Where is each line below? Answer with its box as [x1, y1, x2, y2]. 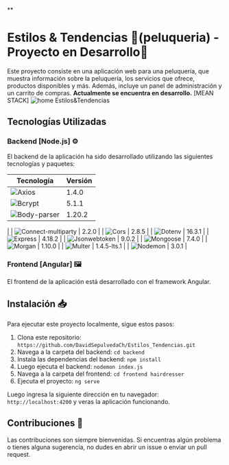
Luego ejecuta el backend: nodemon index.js [16, 362, 143, 370]
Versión [66, 176, 93, 185]
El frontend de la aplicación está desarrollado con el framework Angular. [7, 277, 211, 285]
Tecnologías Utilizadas [7, 116, 107, 128]
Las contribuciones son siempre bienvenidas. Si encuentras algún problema [7, 436, 221, 444]
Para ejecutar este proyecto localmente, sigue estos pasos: [7, 320, 175, 328]
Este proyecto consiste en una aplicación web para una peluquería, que [7, 67, 209, 75]
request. [7, 450, 31, 458]
